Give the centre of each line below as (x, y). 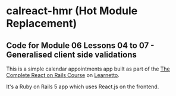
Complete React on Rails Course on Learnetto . (63, 75)
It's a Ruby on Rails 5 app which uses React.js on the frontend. (83, 87)
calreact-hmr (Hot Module (72, 11)
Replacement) (42, 23)
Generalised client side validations (71, 55)
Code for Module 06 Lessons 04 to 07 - (80, 45)
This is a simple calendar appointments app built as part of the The (88, 69)
